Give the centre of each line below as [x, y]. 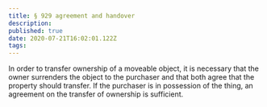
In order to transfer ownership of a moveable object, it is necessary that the [134, 68]
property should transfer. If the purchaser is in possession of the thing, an [131, 86]
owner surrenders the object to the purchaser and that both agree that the [131, 77]
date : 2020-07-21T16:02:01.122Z [63, 38]
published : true [35, 31]
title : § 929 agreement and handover [72, 16]
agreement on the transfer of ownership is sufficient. [96, 94]
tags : [17, 46]
